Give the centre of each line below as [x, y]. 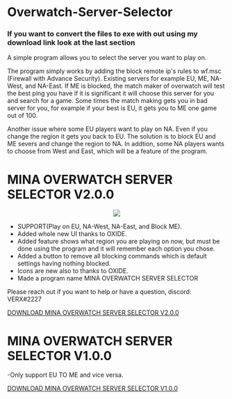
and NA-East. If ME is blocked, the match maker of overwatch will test [125, 86]
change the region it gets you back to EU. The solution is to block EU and [112, 136]
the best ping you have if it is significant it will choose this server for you [110, 93]
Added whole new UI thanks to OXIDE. [72, 234]
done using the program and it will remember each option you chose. [116, 249]
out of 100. [23, 116]
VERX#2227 [25, 299]
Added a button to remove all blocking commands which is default [112, 256]
